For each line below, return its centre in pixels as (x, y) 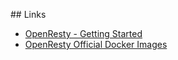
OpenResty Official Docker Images (96, 44)
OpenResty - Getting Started (83, 33)
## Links (28, 14)
